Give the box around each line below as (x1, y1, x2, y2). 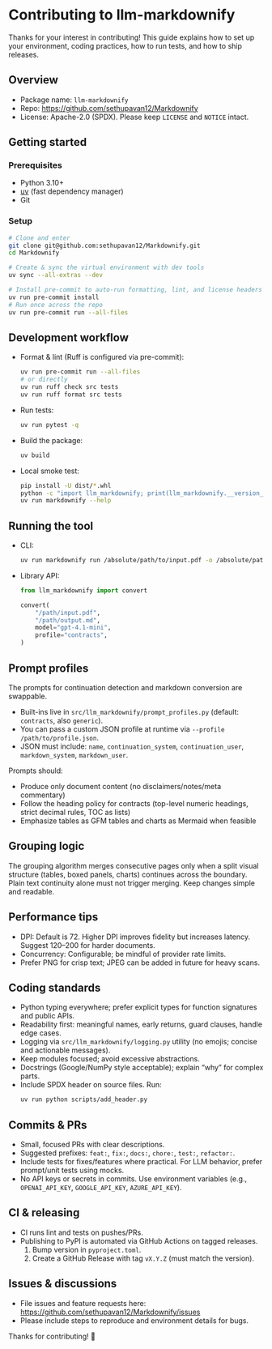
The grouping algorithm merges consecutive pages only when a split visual (8, 860, 259, 870)
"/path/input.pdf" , (35, 608, 101, 617)
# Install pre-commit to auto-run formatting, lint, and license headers (8, 286, 263, 294)
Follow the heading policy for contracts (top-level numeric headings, (19, 798, 249, 808)
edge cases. (19, 1028, 62, 1038)
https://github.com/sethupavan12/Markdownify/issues (19, 1307, 201, 1317)
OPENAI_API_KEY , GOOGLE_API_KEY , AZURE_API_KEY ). (19, 1183, 182, 1193)
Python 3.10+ (19, 178, 65, 188)
